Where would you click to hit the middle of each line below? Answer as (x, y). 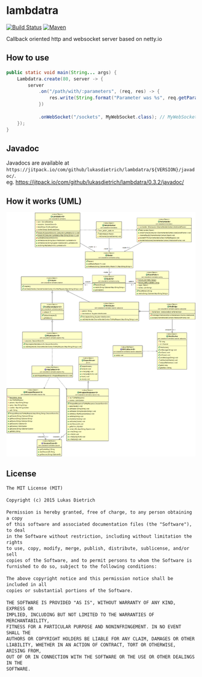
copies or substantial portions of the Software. (70, 591)
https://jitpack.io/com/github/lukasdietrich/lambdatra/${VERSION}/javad (101, 170)
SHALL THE (19, 633)
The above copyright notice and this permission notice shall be (90, 579)
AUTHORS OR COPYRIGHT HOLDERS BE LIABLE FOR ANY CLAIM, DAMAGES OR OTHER (101, 639)
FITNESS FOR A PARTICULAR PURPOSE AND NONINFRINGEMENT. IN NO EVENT (94, 627)
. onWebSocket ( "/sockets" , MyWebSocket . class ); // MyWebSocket (118, 117)
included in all (26, 585)
